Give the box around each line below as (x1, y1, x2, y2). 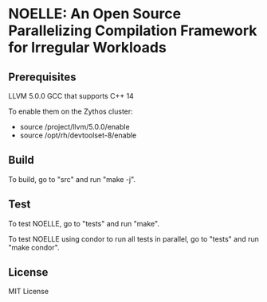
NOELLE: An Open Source (8, 5, 182, 23)
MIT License (8, 287, 49, 296)
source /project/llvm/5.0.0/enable (19, 122, 130, 131)
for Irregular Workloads (8, 39, 167, 56)
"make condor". (8, 242, 60, 252)
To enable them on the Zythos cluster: (8, 106, 133, 116)
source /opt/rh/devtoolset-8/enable (19, 130, 137, 140)
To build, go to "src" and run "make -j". (8, 174, 136, 184)
